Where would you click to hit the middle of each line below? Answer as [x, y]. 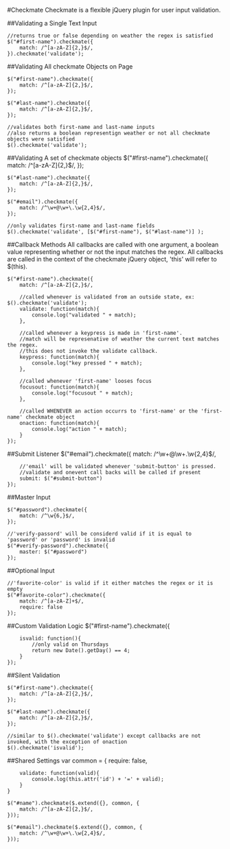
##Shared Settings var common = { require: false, [77, 760]
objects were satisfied [41, 139]
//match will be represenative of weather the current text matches [119, 339]
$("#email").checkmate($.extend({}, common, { [75, 827]
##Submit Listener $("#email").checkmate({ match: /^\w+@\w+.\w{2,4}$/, [112, 454]
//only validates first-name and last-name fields [81, 226]
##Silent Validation [34, 675]
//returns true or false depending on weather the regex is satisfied [110, 36]
